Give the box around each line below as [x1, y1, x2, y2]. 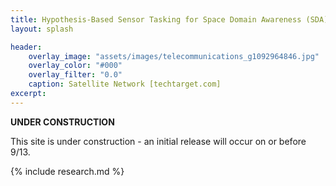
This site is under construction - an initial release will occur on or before [10, 135, 307, 147]
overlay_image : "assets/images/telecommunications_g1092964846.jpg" [28, 51, 320, 61]
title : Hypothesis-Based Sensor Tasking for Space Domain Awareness [10, 14, 302, 25]
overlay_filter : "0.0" [28, 70, 123, 80]
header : [10, 42, 43, 52]
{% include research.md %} [10, 165, 125, 177]
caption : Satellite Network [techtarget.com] [28, 79, 222, 90]
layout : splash [10, 24, 74, 34]
